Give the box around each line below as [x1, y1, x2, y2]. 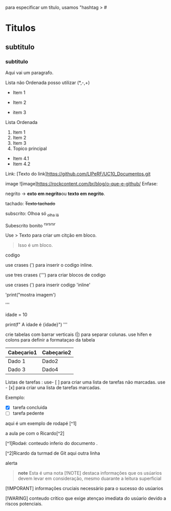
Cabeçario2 [41, 349, 72, 356]
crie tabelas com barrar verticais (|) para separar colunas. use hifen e [5, 331, 152, 337]
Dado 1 [8, 358, 26, 365]
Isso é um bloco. [17, 242, 53, 248]
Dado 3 [8, 366, 26, 373]
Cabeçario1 [8, 349, 37, 356]
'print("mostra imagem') [5, 292, 56, 298]
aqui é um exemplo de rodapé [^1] [5, 420, 77, 427]
